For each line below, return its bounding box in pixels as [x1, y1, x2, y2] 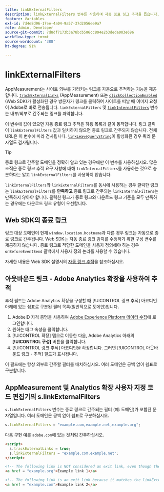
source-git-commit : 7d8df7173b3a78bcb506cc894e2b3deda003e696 [5, 30, 134, 35]
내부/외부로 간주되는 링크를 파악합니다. [10, 110, 84, 116]
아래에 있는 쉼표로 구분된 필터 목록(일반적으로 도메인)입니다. [5, 304, 119, 310]
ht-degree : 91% [5, 44, 36, 49]
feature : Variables [5, 16, 45, 21]
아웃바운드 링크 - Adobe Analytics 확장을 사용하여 [5, 274, 150, 283]
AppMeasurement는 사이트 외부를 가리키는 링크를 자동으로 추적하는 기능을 [5, 86, 148, 92]
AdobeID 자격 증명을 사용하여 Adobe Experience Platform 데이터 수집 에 [12, 314, 151, 320]
